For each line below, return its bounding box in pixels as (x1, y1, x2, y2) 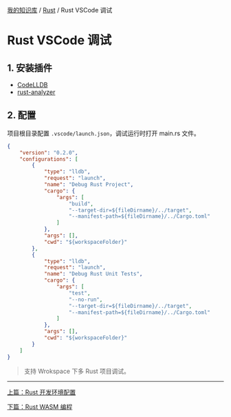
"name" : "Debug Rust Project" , (43, 181, 134, 188)
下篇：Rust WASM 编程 (7, 403, 73, 411)
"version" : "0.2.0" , (19, 149, 78, 156)
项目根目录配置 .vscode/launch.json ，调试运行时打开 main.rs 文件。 (7, 129, 201, 137)
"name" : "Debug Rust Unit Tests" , (43, 271, 143, 278)
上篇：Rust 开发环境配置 (7, 387, 76, 396)
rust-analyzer (16, 88, 56, 96)
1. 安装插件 (7, 62, 53, 74)
